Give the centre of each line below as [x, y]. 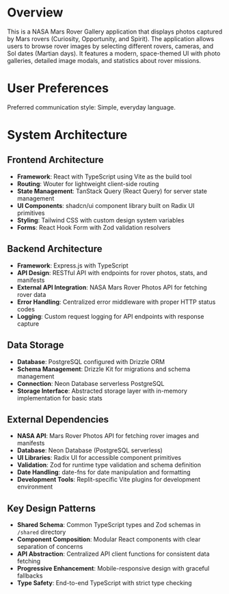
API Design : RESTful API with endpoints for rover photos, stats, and [112, 272]
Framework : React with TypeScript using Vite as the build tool [104, 177]
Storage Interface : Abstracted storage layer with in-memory [102, 391]
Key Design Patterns [51, 508]
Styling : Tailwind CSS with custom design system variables [100, 220]
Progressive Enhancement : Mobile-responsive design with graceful [113, 569]
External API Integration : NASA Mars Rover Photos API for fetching [112, 287]
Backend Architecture [55, 249]
